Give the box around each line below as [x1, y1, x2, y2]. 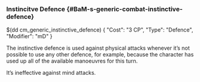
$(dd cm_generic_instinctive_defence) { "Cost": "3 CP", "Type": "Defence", [6, 26, 193, 33]
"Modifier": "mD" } [6, 33, 53, 40]
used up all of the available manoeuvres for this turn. [6, 57, 138, 65]
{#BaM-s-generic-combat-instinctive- [66, 5, 183, 13]
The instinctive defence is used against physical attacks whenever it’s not [6, 44, 190, 52]
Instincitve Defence [6, 5, 65, 13]
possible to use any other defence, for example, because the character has [6, 51, 194, 58]
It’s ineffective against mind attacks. [6, 69, 96, 77]
